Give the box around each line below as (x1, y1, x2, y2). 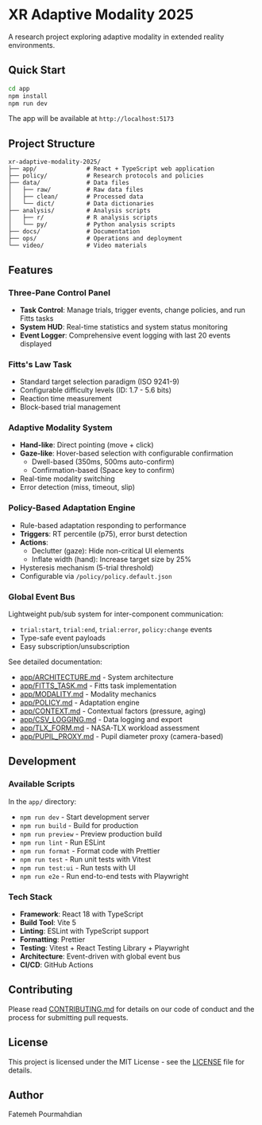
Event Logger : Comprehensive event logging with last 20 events (19, 330, 231, 340)
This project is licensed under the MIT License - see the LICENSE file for (8, 1057, 245, 1066)
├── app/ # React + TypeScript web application (8, 165, 215, 173)
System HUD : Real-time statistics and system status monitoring (19, 322, 229, 331)
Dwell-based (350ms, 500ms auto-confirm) (31, 457, 175, 467)
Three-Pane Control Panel (8, 287, 111, 298)
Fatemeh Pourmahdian (8, 1109, 83, 1119)
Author (8, 1088, 44, 1102)
